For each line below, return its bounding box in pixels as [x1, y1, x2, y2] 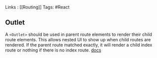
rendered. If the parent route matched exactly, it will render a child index [5, 42, 153, 48]
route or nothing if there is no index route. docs [5, 47, 102, 53]
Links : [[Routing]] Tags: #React [5, 4, 70, 10]
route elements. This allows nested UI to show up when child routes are [5, 36, 151, 42]
